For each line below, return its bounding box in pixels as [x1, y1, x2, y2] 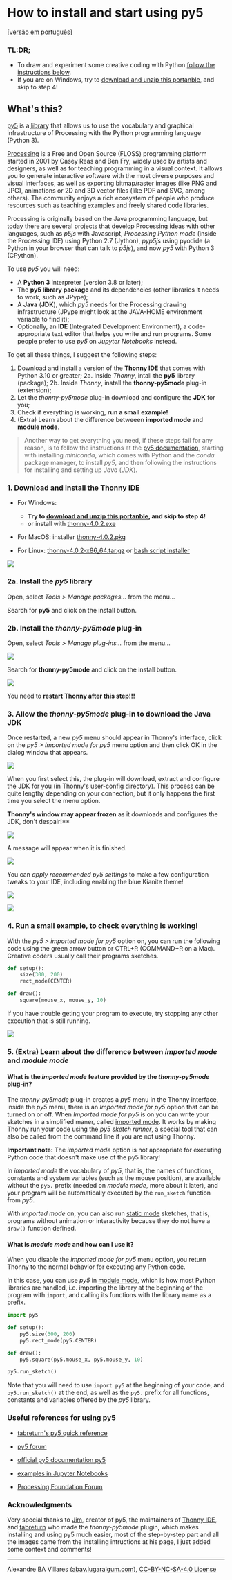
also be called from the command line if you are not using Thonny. [7, 1132, 195, 1141]
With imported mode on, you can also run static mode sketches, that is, [7, 1209, 210, 1218]
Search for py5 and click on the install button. [7, 606, 137, 614]
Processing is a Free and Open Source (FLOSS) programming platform [7, 150, 207, 158]
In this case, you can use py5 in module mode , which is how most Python [7, 1276, 216, 1285]
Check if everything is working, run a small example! [17, 408, 168, 416]
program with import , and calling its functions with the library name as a [7, 1291, 212, 1299]
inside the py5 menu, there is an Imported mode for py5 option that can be [7, 1103, 219, 1112]
